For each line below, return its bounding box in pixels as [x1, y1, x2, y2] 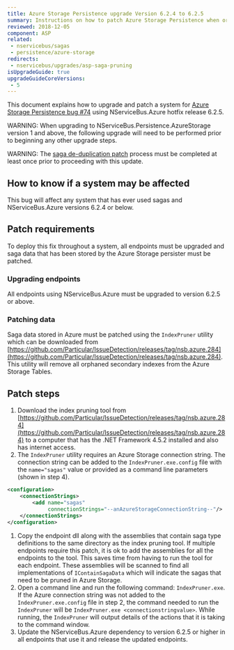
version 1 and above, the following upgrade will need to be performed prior [7, 129, 221, 137]
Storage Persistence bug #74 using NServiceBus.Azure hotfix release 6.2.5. [7, 108, 224, 116]
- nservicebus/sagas [10, 42, 70, 49]
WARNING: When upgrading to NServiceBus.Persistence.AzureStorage [7, 121, 211, 130]
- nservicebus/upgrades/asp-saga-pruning [10, 62, 132, 69]
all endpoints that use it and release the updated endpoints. [17, 635, 188, 643]
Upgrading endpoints [7, 274, 81, 284]
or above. [7, 297, 35, 306]
